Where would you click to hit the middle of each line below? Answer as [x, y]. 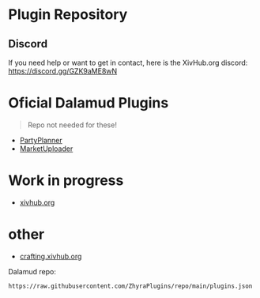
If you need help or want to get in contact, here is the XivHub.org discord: [128, 62]
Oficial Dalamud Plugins [89, 103]
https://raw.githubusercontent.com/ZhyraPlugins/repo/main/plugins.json [130, 286]
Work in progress [66, 181]
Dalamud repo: [32, 271]
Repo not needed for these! [72, 125]
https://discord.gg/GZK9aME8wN [63, 71]
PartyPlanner [41, 140]
